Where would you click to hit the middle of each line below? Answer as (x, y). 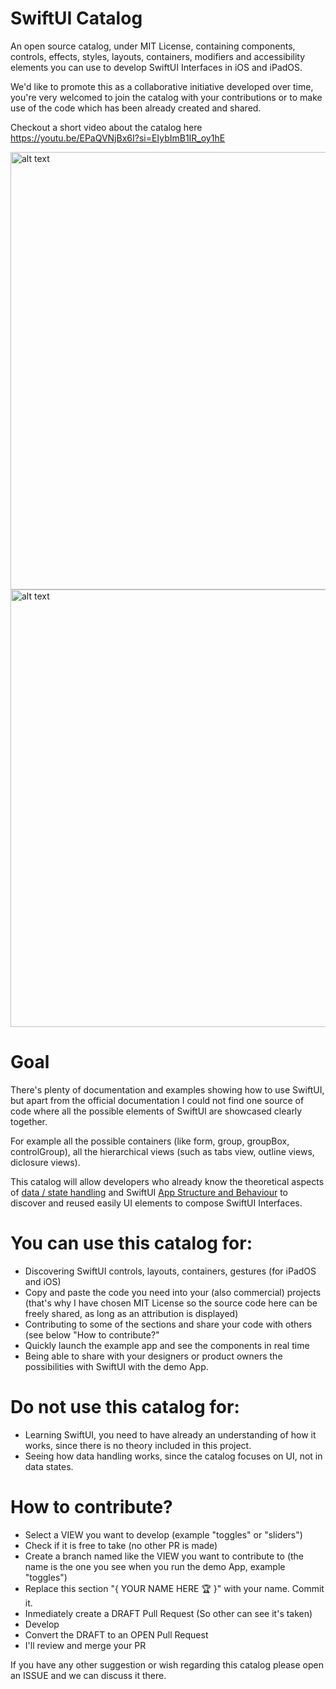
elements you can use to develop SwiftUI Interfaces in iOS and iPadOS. (156, 67)
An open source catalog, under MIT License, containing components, (153, 46)
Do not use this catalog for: (125, 1407)
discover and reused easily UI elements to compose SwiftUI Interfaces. (156, 1203)
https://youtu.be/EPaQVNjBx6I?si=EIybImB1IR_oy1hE (118, 138)
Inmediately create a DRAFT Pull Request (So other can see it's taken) (168, 1613)
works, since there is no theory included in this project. (138, 1445)
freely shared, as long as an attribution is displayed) (131, 1313)
